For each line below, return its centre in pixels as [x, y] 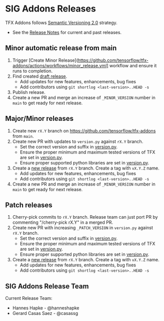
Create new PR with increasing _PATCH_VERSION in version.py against [83, 228]
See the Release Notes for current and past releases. [67, 32]
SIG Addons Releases [50, 9]
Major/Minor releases [39, 119]
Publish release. [29, 92]
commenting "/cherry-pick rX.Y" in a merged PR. [63, 222]
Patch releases [29, 205]
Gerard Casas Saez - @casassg [45, 313]
